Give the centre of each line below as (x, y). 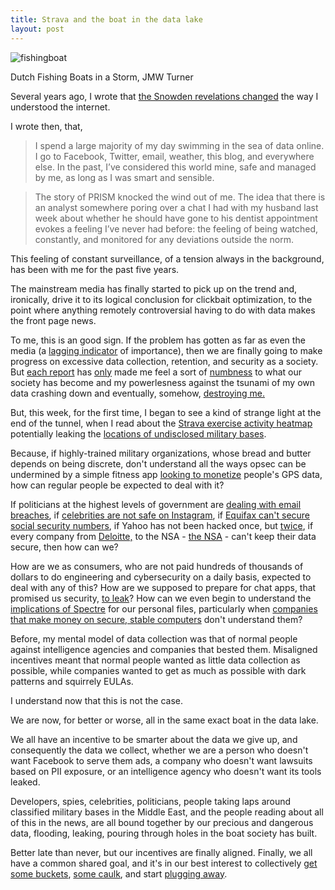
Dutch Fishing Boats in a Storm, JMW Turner (102, 77)
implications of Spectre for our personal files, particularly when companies (164, 608)
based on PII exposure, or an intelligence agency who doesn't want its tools (166, 771)
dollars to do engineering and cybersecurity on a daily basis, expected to (161, 577)
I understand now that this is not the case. (96, 700)
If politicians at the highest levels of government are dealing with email (156, 504)
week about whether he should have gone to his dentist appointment (176, 218)
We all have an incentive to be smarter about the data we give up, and (154, 739)
